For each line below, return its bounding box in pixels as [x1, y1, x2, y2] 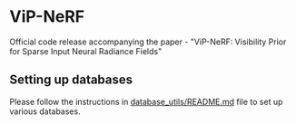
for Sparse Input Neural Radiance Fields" [9, 45, 163, 56]
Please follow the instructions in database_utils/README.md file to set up [9, 96, 283, 107]
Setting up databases [9, 72, 133, 88]
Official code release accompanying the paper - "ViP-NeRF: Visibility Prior [9, 36, 287, 47]
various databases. [9, 106, 81, 117]
